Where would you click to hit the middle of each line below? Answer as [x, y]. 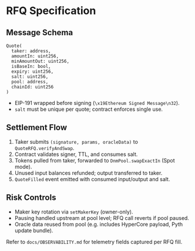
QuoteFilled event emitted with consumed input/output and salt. [92, 179]
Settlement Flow [37, 128]
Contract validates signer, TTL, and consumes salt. [76, 154]
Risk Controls [31, 198]
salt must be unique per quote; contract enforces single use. [89, 109]
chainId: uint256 [33, 87]
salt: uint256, [30, 77]
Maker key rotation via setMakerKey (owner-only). [74, 212]
